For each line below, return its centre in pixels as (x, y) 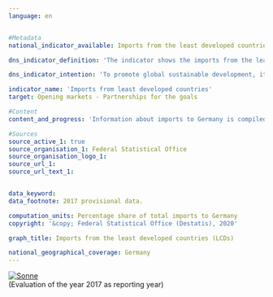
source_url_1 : (32, 164)
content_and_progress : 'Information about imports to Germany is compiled (138, 119)
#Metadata (25, 37)
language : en (30, 16)
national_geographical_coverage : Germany (80, 253)
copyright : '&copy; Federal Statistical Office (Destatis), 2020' (123, 223)
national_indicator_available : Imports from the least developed (121, 46)
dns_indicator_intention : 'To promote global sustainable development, (132, 75)
